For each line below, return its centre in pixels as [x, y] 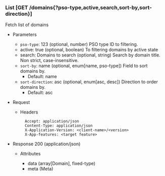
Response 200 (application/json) [46, 144]
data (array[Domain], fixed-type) [62, 163]
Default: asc [40, 93]
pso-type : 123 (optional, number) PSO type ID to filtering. [79, 44]
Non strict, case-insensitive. [49, 61]
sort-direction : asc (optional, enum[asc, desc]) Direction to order [89, 82]
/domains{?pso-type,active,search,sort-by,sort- [91, 8]
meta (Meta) [40, 169]
